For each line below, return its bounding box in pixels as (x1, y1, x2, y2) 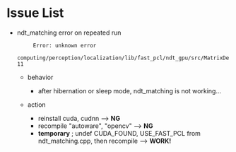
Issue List (6, 5, 64, 21)
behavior (27, 73, 54, 81)
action (27, 100, 47, 109)
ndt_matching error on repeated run (16, 28, 122, 37)
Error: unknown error (33, 42, 97, 49)
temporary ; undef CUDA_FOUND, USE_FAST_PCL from (37, 129, 201, 137)
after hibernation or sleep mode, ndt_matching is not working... (37, 86, 222, 95)
